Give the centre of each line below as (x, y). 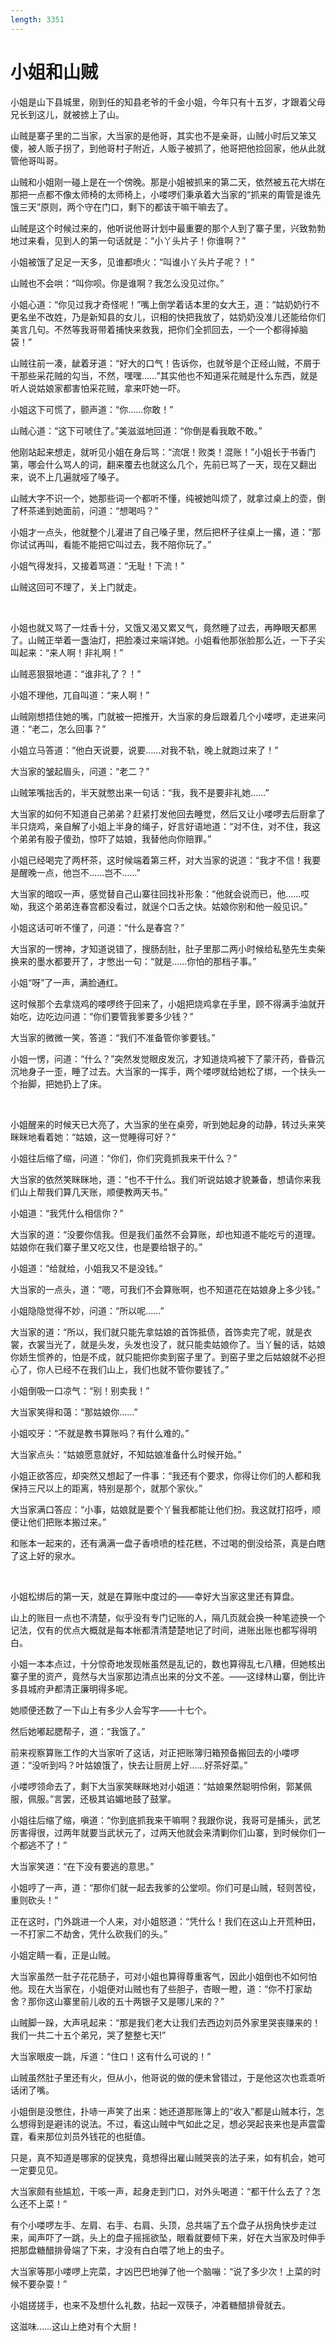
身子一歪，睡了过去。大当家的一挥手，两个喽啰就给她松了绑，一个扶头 (172, 1071)
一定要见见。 (36, 2170)
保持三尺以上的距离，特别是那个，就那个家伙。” (106, 1488)
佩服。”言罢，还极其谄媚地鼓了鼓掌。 (102, 1798)
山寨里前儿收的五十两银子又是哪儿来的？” (139, 2001)
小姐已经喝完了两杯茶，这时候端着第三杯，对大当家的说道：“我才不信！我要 (166, 860)
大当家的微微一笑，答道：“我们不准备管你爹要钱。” (113, 1037)
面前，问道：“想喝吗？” (110, 510)
